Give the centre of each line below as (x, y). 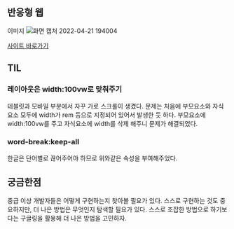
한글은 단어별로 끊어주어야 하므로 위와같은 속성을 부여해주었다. (92, 158)
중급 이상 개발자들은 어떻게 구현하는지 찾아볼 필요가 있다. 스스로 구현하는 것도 (113, 200)
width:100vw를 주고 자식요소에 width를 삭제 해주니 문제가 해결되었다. (103, 123)
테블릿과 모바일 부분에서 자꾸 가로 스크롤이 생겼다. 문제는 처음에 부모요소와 (109, 106)
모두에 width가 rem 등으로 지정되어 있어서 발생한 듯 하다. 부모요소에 (113, 115)
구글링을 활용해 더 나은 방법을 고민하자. (74, 218)
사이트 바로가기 (28, 46)
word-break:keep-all (43, 142)
